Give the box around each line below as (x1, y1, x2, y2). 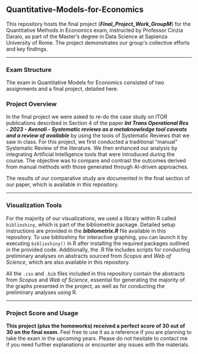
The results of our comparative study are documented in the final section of (6, 175, 190, 182)
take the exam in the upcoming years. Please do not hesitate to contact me (6, 335, 188, 342)
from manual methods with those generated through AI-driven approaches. (6, 163, 189, 170)
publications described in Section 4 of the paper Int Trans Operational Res (6, 120, 189, 127)
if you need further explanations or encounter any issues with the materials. (6, 341, 190, 348)
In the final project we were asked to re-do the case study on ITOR (6, 113, 168, 120)
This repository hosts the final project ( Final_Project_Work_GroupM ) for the (6, 20, 192, 27)
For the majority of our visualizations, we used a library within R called (6, 214, 177, 221)
